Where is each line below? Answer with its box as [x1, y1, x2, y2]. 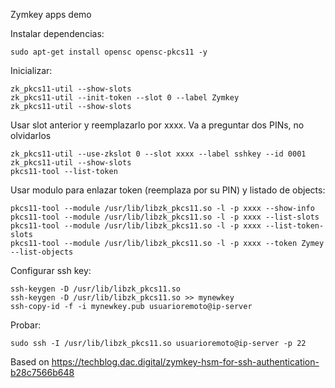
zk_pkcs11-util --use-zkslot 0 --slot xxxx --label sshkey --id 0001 [10, 149, 307, 159]
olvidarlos [10, 130, 52, 141]
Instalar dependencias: [10, 28, 105, 39]
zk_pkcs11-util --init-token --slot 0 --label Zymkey [10, 93, 240, 103]
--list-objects [10, 247, 74, 257]
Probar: [10, 319, 42, 331]
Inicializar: [10, 65, 53, 76]
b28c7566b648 [10, 367, 75, 378]
